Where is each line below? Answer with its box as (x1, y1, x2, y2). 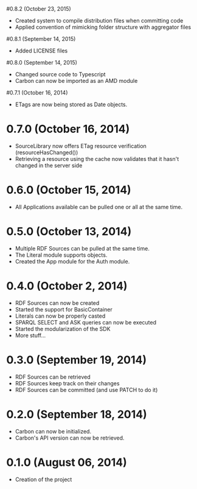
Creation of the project (15, 476, 72, 483)
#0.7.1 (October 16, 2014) (6, 89, 68, 96)
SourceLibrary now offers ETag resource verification (15, 142, 147, 149)
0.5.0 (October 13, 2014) (6, 225, 132, 238)
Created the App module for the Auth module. (15, 257, 130, 265)
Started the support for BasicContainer (15, 305, 112, 313)
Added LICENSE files (15, 47, 68, 54)
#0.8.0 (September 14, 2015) (6, 59, 78, 66)
